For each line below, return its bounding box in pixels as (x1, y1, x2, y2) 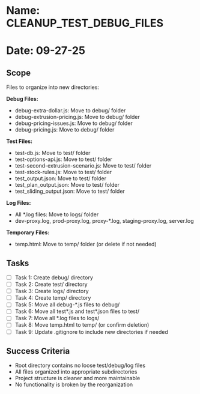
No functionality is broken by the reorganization (14, 381, 133, 388)
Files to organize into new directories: (6, 83, 99, 91)
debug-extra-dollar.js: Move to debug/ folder (14, 107, 126, 114)
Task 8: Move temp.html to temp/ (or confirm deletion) (14, 321, 150, 329)
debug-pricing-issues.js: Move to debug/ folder (14, 120, 133, 127)
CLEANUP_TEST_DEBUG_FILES (6, 16, 164, 30)
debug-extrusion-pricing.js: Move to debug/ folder (14, 114, 140, 121)
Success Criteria (6, 346, 70, 356)
